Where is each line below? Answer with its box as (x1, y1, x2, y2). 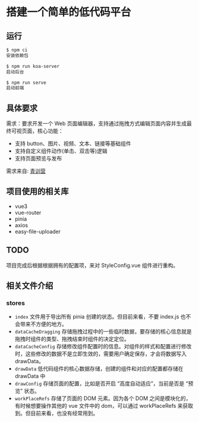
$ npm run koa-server (6, 63, 60, 69)
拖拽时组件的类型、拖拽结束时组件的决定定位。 (14, 335, 129, 342)
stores (6, 299, 26, 307)
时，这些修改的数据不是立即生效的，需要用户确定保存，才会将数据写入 (14, 350, 187, 357)
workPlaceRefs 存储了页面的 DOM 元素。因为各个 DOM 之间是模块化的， (14, 395, 191, 402)
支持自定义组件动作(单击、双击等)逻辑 (14, 147, 108, 155)
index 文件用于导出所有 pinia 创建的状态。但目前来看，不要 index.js (14, 313, 179, 320)
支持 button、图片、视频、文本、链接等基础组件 (14, 140, 132, 147)
